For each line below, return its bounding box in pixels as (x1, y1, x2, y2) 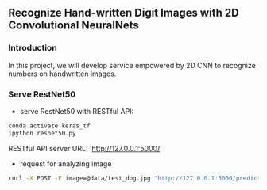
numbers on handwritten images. (8, 69, 117, 78)
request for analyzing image (19, 158, 112, 169)
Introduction (8, 43, 57, 54)
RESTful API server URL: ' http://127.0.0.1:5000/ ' (8, 143, 163, 153)
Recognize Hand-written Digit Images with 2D (8, 6, 240, 20)
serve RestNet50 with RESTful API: (19, 106, 134, 116)
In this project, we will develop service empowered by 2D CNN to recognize (8, 60, 256, 70)
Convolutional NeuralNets (8, 19, 139, 32)
